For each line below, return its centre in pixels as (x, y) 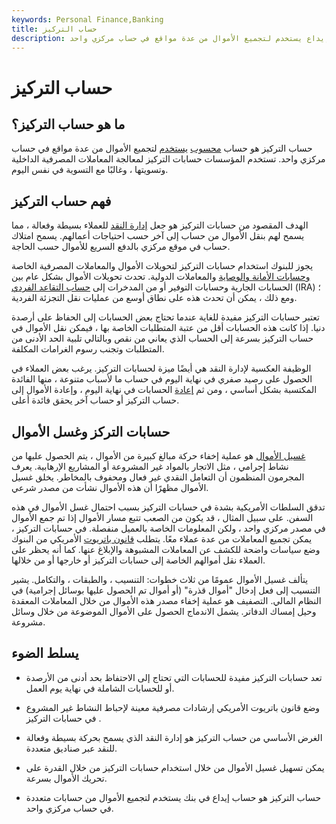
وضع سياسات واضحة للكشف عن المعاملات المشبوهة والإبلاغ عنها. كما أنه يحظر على (166, 549)
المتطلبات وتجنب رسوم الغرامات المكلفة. (88, 349)
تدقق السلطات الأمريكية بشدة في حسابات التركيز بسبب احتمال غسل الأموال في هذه (168, 507)
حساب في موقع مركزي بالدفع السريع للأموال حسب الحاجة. (121, 247)
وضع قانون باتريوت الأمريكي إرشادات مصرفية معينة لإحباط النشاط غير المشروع (173, 707)
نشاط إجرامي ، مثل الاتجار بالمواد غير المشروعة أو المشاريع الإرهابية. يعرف (150, 466)
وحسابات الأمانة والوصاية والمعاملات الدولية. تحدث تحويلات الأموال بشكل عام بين (161, 277)
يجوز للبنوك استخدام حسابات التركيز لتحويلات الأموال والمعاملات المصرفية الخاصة (162, 266)
